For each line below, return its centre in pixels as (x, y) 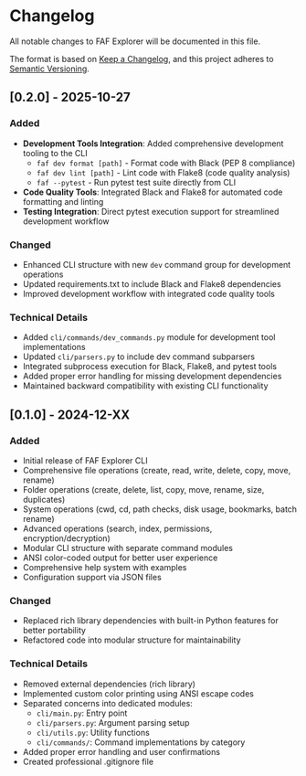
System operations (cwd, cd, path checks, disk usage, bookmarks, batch (160, 509)
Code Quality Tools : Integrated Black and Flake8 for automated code (153, 192)
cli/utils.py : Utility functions (93, 732)
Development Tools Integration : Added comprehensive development (153, 144)
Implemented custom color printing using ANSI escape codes (138, 693)
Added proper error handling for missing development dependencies (152, 377)
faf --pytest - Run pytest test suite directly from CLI (136, 182)
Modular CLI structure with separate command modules (127, 547)
